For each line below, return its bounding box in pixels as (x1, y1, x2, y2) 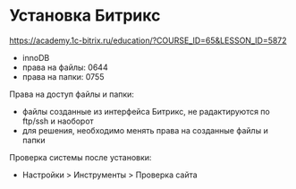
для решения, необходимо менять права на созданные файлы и (21, 125, 268, 135)
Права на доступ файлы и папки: (9, 89, 134, 99)
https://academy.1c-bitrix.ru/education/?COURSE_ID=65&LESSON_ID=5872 (9, 35, 288, 46)
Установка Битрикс (9, 5, 161, 26)
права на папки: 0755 (21, 71, 105, 82)
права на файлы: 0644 (21, 62, 109, 73)
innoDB (21, 52, 50, 63)
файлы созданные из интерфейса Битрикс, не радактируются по (21, 106, 270, 116)
